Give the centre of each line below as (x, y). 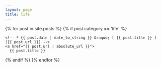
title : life (17, 14)
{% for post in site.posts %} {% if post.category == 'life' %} (66, 28)
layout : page (19, 10)
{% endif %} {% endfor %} (33, 60)
